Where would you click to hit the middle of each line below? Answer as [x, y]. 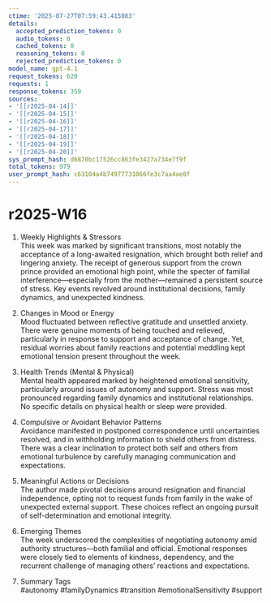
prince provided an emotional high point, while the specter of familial [135, 271]
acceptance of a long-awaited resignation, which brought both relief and [142, 254]
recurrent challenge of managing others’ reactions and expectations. [135, 566]
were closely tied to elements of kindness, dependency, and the [127, 557]
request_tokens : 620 [43, 76]
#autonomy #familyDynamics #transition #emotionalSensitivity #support [141, 590]
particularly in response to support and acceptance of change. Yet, [132, 338]
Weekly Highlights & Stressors [71, 237]
